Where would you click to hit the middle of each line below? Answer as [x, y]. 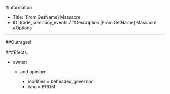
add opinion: [33, 72]
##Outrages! [18, 42]
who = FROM [41, 87]
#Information [19, 7]
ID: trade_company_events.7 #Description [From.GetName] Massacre [84, 22]
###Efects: [17, 52]
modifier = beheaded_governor [60, 81]
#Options [22, 28]
